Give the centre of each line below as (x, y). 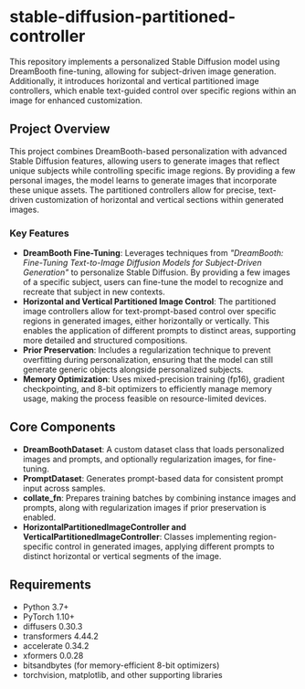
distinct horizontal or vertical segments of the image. (122, 556)
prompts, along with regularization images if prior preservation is (144, 507)
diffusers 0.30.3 (53, 626)
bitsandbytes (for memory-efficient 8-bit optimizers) (121, 665)
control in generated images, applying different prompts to (164, 546)
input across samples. (64, 488)
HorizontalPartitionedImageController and (105, 526)
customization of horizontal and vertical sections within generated (160, 199)
